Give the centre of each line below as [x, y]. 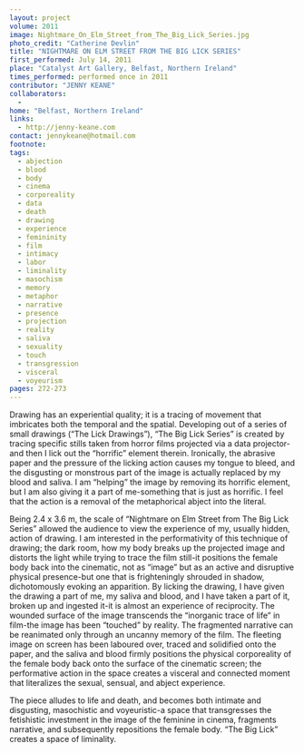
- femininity [42, 237]
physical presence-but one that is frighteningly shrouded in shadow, [137, 577]
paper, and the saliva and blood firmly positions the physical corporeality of [151, 654]
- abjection [40, 161]
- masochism [40, 279]
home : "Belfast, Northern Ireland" [77, 111]
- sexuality [40, 347]
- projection [42, 322]
